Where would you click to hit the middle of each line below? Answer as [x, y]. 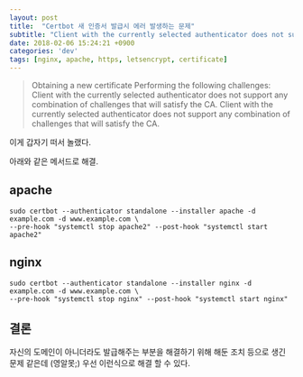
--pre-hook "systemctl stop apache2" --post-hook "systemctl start [139, 226]
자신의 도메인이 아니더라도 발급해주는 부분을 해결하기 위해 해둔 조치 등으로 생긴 [148, 352]
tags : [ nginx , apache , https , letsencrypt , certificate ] [119, 60]
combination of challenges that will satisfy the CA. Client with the [152, 104]
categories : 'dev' [44, 51]
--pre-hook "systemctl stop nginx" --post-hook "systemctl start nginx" [149, 299]
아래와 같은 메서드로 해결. [54, 161]
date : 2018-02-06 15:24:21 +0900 [72, 43]
